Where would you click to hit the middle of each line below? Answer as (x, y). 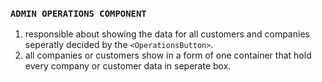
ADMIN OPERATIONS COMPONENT (78, 13)
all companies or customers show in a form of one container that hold (168, 55)
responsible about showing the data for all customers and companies (167, 34)
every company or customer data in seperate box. (128, 66)
